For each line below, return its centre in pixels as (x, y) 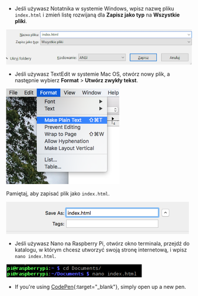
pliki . (21, 21)
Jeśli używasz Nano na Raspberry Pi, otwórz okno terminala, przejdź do (102, 243)
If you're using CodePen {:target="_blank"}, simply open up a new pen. (100, 287)
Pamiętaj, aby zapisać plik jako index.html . (58, 193)
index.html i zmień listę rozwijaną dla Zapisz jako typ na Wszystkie (97, 15)
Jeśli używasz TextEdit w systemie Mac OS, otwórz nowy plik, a (92, 74)
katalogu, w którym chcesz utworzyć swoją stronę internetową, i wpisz (101, 250)
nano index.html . (35, 256)
